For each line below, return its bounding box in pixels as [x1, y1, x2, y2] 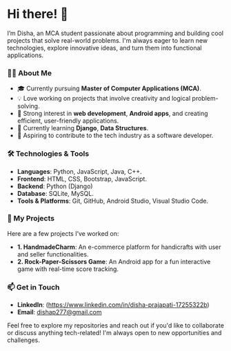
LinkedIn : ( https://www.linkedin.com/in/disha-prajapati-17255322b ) [17, 301, 210, 309]
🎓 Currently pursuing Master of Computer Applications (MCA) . [17, 84, 201, 92]
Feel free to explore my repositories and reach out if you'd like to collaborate [7, 321, 224, 330]
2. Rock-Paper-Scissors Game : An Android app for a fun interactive [17, 257, 211, 265]
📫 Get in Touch [7, 282, 60, 292]
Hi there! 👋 [7, 6, 69, 22]
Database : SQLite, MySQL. [17, 189, 94, 197]
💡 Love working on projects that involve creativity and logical [17, 94, 191, 103]
